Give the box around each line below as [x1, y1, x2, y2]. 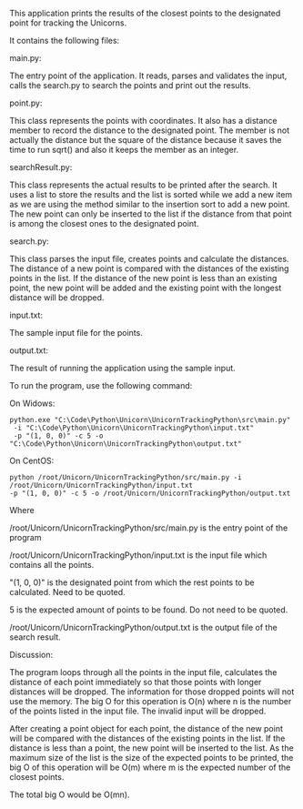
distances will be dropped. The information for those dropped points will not [9, 686, 295, 697]
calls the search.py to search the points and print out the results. [9, 80, 252, 90]
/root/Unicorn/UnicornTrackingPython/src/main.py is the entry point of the [9, 522, 288, 533]
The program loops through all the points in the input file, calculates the [9, 667, 278, 677]
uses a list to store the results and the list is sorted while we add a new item [9, 189, 293, 199]
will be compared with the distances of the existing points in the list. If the [9, 733, 286, 743]
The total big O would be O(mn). [9, 789, 130, 800]
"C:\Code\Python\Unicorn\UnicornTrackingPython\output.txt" [9, 440, 243, 449]
